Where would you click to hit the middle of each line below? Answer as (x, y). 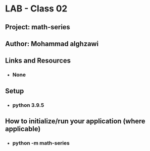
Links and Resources (38, 61)
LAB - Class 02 (36, 9)
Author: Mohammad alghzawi (52, 43)
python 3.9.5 (28, 105)
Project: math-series (38, 27)
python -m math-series (41, 143)
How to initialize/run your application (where (75, 121)
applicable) (23, 129)
